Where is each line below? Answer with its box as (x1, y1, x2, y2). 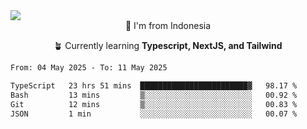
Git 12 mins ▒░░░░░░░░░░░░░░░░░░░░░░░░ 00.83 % (10, 99, 298, 109)
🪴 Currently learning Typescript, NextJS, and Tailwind (53, 40, 283, 51)
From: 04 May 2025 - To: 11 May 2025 (10, 63, 168, 73)
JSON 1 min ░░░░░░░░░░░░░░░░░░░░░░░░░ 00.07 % (10, 109, 298, 119)
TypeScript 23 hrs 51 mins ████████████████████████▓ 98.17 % (10, 80, 298, 91)
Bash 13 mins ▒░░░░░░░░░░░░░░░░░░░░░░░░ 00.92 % (10, 90, 298, 100)
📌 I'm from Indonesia (124, 20, 212, 31)
